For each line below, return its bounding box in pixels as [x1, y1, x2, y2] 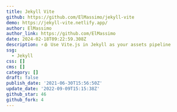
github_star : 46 [6, 91, 46, 97]
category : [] [6, 69, 39, 75]
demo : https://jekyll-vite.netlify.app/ [6, 20, 108, 25]
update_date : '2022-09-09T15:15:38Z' [6, 86, 100, 92]
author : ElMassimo [6, 25, 52, 31]
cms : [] [6, 63, 26, 70]
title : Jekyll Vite [6, 8, 55, 15]
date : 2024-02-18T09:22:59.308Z [6, 36, 86, 42]
